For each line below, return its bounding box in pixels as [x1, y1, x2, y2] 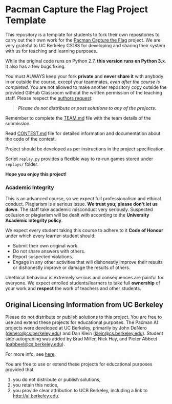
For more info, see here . [5, 351, 56, 357]
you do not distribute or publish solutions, [12, 376, 101, 383]
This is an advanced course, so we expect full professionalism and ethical [5, 196, 161, 202]
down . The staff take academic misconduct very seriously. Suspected [5, 206, 153, 213]
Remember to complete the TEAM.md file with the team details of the [5, 114, 151, 121]
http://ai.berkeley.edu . [12, 393, 60, 399]
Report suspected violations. [12, 254, 73, 260]
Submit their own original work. [12, 243, 79, 249]
